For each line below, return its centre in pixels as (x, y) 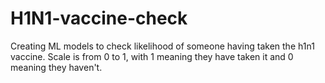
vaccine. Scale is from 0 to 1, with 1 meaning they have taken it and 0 (152, 56)
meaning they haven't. (56, 67)
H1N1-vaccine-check (99, 18)
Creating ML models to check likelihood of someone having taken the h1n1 (162, 46)
